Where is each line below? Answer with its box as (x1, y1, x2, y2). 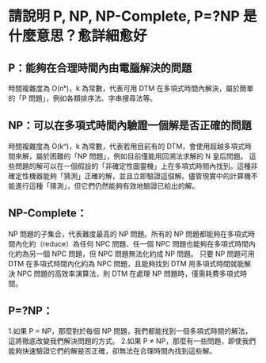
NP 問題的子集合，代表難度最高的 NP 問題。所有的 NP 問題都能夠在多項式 (8, 229, 249, 239)
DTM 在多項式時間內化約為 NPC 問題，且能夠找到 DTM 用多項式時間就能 (8, 258, 245, 268)
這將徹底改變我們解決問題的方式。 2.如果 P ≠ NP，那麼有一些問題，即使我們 (8, 336, 256, 346)
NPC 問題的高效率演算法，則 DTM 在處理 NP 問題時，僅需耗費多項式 (17, 269, 241, 278)
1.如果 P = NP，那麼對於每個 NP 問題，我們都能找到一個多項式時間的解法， (8, 327, 253, 336)
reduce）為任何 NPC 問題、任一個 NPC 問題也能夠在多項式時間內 (42, 239, 256, 248)
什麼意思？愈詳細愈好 (8, 27, 148, 45)
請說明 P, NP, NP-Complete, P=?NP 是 (8, 7, 257, 25)
